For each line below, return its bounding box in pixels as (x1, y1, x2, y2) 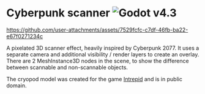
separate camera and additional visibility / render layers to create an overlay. (6, 50, 199, 58)
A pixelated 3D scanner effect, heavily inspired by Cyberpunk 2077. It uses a (6, 44, 199, 52)
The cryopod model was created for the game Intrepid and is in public (6, 75, 182, 82)
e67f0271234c (6, 32, 43, 39)
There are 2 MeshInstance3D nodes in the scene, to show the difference (6, 57, 189, 64)
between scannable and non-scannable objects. (6, 64, 129, 71)
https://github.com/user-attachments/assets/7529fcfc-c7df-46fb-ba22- (6, 26, 188, 33)
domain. (6, 82, 27, 89)
